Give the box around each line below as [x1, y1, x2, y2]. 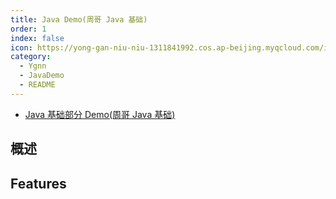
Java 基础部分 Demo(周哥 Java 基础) [24, 108, 176, 120]
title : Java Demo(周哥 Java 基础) [10, 14, 148, 25]
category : [10, 52, 52, 62]
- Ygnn [19, 61, 47, 71]
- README [19, 80, 56, 90]
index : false [10, 33, 65, 43]
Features [10, 175, 67, 192]
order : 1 [10, 24, 47, 34]
